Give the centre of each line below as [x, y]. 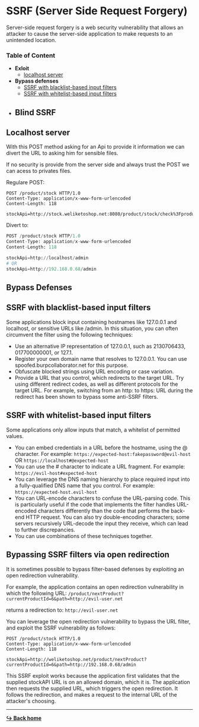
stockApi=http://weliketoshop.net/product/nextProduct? [76, 659]
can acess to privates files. [39, 171]
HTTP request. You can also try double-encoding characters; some [107, 517]
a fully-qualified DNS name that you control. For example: [85, 485]
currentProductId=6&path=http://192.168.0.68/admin [71, 665]
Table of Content [31, 55]
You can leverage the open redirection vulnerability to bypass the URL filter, [98, 621]
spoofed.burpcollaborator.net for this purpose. [71, 365]
